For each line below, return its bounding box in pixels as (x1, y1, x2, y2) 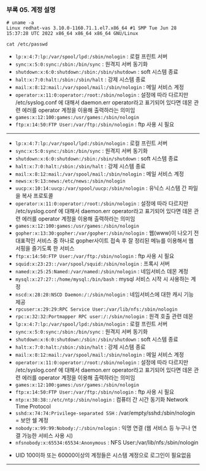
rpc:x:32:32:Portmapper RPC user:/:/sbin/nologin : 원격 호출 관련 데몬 (15, 313, 194, 320)
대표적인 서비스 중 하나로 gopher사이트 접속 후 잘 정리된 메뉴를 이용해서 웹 (15, 237, 194, 244)
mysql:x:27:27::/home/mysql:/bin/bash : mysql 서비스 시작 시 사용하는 (15, 275, 190, 283)
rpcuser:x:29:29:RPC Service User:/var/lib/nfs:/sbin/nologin (15, 306, 178, 313)
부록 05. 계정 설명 (6, 5, 56, 14)
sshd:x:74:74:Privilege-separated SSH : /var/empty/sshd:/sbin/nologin (15, 410, 196, 417)
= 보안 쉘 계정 (15, 416, 49, 424)
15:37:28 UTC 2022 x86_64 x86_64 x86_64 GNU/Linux (6, 31, 139, 37)
